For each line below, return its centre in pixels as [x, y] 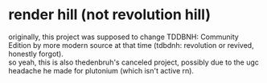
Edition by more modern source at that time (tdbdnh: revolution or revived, [131, 45]
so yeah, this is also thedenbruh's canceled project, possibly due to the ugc [134, 62]
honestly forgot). [36, 53]
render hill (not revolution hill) [110, 15]
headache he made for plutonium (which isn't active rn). [101, 70]
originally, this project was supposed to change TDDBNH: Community [123, 37]
